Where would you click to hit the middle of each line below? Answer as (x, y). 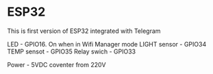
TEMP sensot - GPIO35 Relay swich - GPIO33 (72, 51)
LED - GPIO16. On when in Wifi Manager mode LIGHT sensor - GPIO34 (107, 44)
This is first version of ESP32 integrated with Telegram (84, 31)
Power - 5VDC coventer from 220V (57, 64)
